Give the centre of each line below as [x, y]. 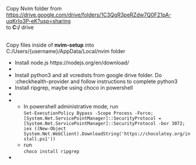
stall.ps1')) [40, 139]
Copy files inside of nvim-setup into [50, 45]
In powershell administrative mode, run [71, 106]
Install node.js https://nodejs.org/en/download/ [72, 62]
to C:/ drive [20, 27]
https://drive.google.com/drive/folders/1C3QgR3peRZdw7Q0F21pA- [89, 15]
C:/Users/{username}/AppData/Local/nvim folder [66, 51]
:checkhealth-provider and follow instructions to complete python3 [96, 81]
